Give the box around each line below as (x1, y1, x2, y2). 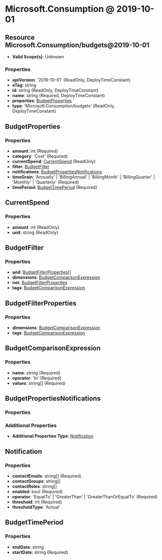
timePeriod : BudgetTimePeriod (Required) (12, 184, 98, 190)
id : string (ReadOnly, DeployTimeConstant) (12, 87, 99, 93)
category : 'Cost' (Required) (12, 153, 68, 159)
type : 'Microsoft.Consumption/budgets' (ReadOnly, (12, 103, 116, 109)
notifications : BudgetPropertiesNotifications (12, 168, 102, 174)
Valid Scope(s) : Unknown (12, 54, 64, 60)
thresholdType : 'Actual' (12, 504, 61, 510)
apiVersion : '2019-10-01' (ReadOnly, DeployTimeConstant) (12, 77, 131, 83)
